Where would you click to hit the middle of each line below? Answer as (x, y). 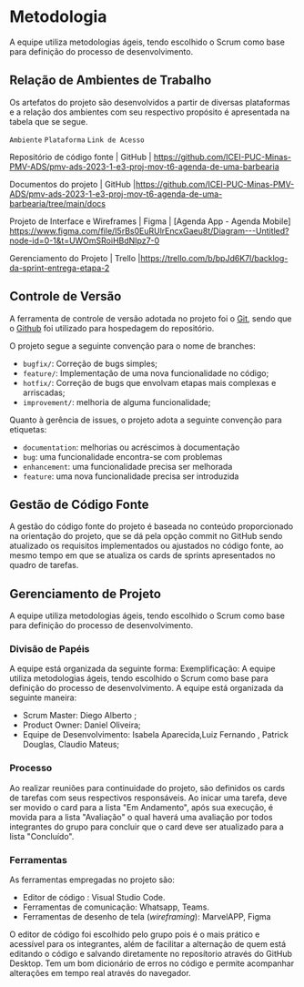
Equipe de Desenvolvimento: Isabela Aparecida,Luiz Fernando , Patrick (155, 735)
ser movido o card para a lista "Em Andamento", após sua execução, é (142, 807)
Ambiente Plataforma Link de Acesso (77, 140)
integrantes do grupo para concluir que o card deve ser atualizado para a (147, 827)
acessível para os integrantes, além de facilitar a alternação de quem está (148, 944)
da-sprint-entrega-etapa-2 (60, 268)
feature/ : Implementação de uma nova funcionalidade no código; (146, 373)
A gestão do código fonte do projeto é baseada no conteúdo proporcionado (152, 526)
